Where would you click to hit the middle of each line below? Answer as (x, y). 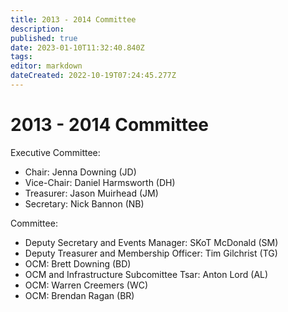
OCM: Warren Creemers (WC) (86, 285)
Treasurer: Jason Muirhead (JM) (91, 193)
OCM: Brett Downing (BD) (78, 263)
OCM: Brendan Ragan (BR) (79, 295)
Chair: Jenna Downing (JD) (80, 172)
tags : (21, 57)
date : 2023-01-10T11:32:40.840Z (77, 47)
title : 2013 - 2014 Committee (73, 19)
